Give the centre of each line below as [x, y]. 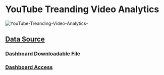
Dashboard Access [29, 67]
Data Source [25, 39]
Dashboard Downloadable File [43, 54]
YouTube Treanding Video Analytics [82, 9]
